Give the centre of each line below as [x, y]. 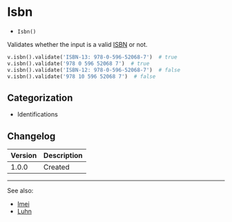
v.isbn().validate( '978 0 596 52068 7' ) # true [78, 63]
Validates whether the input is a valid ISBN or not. [77, 44]
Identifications [38, 114]
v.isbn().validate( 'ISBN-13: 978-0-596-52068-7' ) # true [92, 57]
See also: [20, 191]
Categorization [40, 98]
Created [57, 168]
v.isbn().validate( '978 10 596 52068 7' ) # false [81, 77]
